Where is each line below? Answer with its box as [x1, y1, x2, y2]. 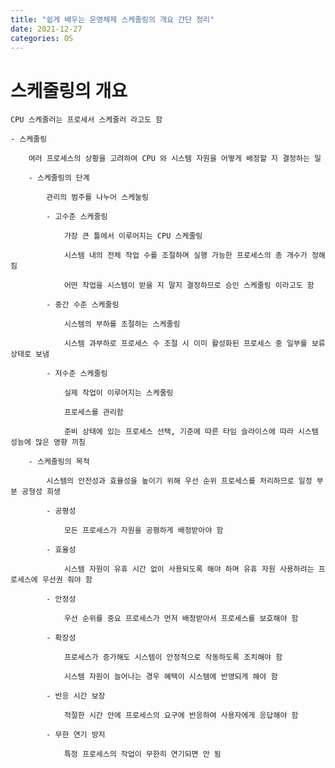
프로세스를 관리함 [63, 407, 124, 418]
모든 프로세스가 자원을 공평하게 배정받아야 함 [63, 526, 224, 536]
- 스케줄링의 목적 [28, 457, 90, 467]
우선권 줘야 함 [41, 575, 93, 585]
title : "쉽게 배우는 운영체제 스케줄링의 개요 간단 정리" [10, 14, 215, 25]
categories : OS [10, 33, 74, 43]
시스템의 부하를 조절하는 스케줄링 [63, 319, 181, 330]
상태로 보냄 [10, 349, 50, 360]
